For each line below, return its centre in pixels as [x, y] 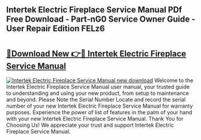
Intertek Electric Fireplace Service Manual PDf [94, 10]
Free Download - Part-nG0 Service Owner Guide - [101, 20]
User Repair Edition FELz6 [55, 29]
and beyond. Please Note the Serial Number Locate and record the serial [96, 99]
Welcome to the [174, 80]
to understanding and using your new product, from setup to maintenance [97, 93]
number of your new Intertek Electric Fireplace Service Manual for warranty [100, 106]
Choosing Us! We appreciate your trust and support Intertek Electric [90, 125]
